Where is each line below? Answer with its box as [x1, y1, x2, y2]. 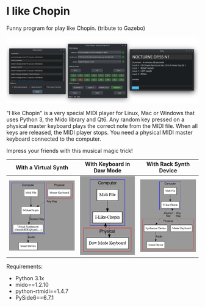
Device [159, 167, 178, 174]
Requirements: [6, 263, 43, 270]
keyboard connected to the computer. [6, 135, 102, 143]
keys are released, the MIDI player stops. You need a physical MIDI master [6, 129, 193, 136]
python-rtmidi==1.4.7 [15, 288, 69, 295]
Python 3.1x [15, 275, 45, 282]
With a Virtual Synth [15, 163, 69, 171]
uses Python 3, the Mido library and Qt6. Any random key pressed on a [6, 116, 185, 123]
